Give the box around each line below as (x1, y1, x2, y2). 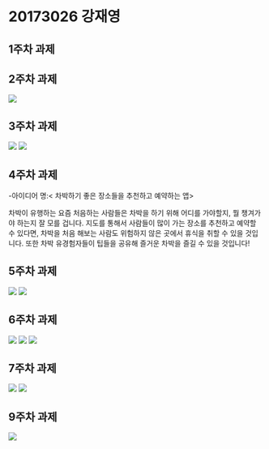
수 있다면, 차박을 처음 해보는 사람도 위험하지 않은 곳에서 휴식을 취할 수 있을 (8, 229, 244, 238)
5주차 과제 (8, 264, 58, 278)
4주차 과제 (8, 168, 58, 182)
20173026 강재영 (8, 7, 122, 26)
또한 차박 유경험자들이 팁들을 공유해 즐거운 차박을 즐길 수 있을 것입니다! (25, 238, 250, 248)
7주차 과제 (8, 361, 57, 375)
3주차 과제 (8, 119, 58, 133)
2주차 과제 (8, 72, 58, 86)
